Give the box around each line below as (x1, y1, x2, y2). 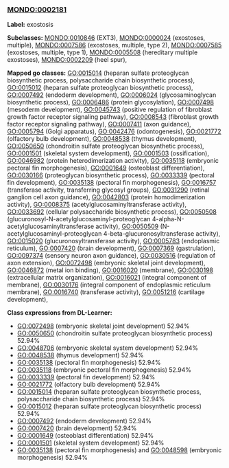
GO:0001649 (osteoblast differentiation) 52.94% (16, 432, 154, 440)
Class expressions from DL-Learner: (7, 309, 112, 317)
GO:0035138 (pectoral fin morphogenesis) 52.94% (16, 359, 161, 367)
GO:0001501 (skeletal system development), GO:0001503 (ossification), (7, 149, 209, 157)
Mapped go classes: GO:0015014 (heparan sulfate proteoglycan (7, 69, 189, 77)
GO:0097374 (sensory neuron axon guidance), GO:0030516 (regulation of (7, 252, 216, 260)
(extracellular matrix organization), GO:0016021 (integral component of (7, 274, 207, 282)
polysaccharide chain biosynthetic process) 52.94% (16, 395, 165, 403)
